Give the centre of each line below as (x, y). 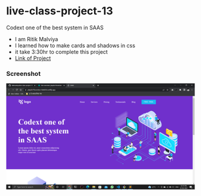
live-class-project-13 (60, 11)
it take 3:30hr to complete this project (61, 51)
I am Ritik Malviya (36, 39)
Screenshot (23, 73)
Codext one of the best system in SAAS (55, 27)
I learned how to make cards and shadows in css (75, 45)
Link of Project (33, 58)
